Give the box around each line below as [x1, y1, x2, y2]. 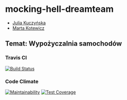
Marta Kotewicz [12, 25, 45, 31]
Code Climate [5, 78, 39, 85]
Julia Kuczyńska [12, 20, 46, 26]
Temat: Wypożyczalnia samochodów [5, 40, 123, 48]
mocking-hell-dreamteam [5, 3, 114, 15]
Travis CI [5, 54, 27, 61]
